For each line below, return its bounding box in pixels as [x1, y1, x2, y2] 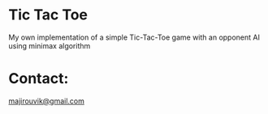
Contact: [8, 70, 69, 88]
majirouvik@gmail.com [8, 95, 85, 106]
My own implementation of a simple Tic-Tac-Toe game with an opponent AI [8, 32, 260, 42]
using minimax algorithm [8, 40, 91, 50]
